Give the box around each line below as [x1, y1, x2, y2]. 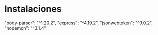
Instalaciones [4, 3, 62, 15]
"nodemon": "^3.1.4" [4, 25, 46, 31]
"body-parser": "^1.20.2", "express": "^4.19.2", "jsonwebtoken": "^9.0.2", [4, 20, 153, 26]
